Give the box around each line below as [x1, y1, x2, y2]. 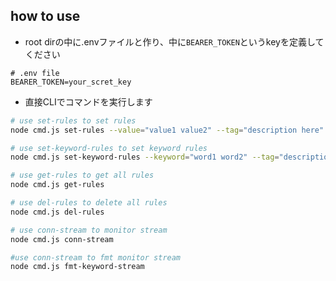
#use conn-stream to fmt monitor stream [10, 252, 182, 263]
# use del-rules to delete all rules [10, 198, 168, 208]
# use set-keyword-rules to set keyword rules [10, 143, 208, 153]
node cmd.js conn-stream [10, 234, 114, 244]
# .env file [10, 68, 60, 78]
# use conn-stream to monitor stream [10, 225, 168, 235]
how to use [10, 8, 81, 25]
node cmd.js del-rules [10, 207, 105, 217]
